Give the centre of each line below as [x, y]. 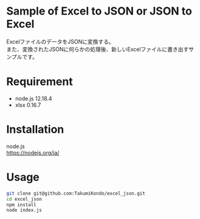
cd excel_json [24, 199]
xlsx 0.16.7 [28, 105]
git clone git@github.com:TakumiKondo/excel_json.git [76, 193]
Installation [35, 130]
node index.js [24, 211]
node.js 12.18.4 [34, 98]
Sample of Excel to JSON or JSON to [99, 11]
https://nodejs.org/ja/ [33, 152]
